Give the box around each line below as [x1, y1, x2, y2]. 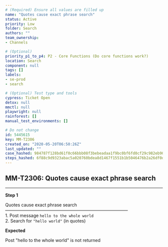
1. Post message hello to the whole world [5, 212, 94, 218]
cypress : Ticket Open [5, 95, 50, 100]
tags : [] [5, 68, 23, 73]
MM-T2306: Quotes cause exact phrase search [5, 174, 156, 183]
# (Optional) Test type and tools [5, 91, 77, 96]
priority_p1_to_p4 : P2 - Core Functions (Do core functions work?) [5, 54, 149, 59]
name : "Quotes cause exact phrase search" [5, 12, 95, 17]
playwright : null [5, 109, 41, 114]
